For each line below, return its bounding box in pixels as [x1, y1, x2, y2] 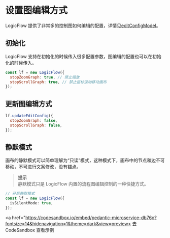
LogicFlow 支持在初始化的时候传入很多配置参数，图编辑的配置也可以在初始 [5, 53, 161, 59]
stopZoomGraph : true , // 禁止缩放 [10, 74, 80, 80]
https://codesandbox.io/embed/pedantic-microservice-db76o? [25, 215, 157, 221]
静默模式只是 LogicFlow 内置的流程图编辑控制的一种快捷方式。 [17, 181, 149, 187]
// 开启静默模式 [5, 191, 35, 196]
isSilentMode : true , [10, 201, 53, 206]
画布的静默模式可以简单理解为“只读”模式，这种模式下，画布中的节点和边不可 [5, 157, 165, 164]
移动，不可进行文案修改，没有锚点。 [5, 164, 81, 170]
